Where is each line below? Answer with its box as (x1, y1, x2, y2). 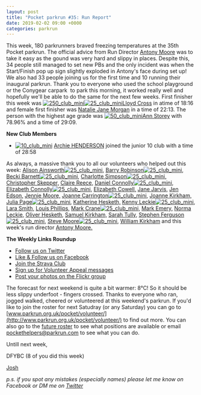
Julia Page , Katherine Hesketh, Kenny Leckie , (6, 198, 196, 206)
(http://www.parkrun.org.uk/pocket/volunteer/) (6, 316, 122, 323)
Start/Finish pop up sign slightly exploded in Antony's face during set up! (6, 67, 187, 75)
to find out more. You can (123, 316, 187, 323)
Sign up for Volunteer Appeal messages (14, 266, 114, 274)
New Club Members (6, 130, 57, 138)
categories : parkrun (6, 25, 58, 32)
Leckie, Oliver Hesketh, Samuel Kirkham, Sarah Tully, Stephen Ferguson (6, 211, 185, 218)
